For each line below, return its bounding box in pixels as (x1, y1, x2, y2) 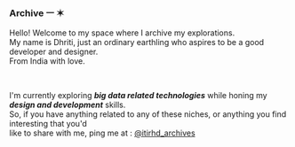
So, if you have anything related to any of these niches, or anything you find (9, 109, 287, 120)
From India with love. (9, 56, 86, 66)
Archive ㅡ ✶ (9, 6, 65, 19)
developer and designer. (9, 46, 99, 58)
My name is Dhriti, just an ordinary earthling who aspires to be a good (9, 37, 265, 48)
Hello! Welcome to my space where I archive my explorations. (9, 27, 235, 38)
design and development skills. (9, 99, 126, 111)
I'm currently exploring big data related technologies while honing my (9, 90, 268, 101)
